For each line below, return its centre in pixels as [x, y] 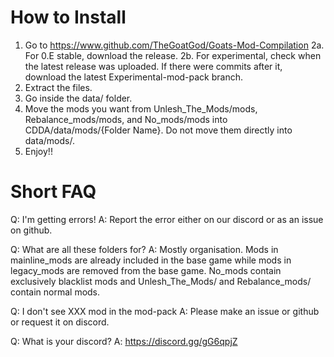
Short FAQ [53, 192]
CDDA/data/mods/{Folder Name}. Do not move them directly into [158, 130]
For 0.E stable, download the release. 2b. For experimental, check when [173, 55]
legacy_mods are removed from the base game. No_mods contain [146, 270]
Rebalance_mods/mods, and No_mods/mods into [126, 119]
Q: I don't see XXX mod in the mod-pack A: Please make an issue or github [165, 311]
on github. [31, 230]
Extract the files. [58, 87]
